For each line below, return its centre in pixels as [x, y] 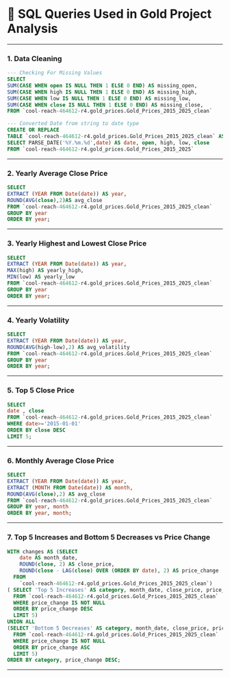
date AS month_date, [49, 558]
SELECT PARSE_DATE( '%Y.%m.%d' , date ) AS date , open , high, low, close [108, 143]
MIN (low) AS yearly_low [41, 277]
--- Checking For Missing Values [55, 73]
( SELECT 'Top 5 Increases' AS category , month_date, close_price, [105, 590]
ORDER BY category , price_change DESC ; [64, 660]
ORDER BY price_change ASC [52, 647]
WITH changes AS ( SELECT [42, 552]
